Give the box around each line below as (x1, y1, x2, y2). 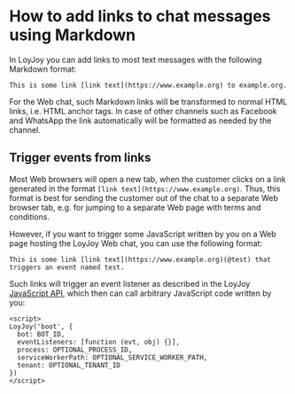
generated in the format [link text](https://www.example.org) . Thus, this (9, 183, 281, 194)
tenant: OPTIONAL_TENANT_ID (17, 360, 121, 369)
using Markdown (9, 25, 136, 45)
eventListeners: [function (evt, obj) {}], (17, 337, 180, 346)
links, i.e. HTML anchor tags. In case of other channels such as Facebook (9, 105, 277, 116)
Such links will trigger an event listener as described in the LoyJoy (9, 278, 251, 289)
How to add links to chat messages (9, 6, 272, 27)
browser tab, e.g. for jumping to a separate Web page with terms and (9, 202, 261, 212)
